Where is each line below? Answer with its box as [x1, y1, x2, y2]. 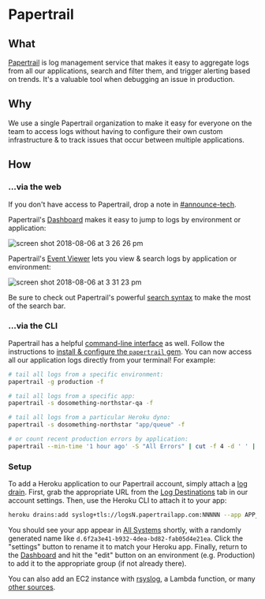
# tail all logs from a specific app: [8, 392, 136, 400]
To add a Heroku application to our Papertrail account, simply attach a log [8, 479, 248, 489]
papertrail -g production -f [8, 378, 104, 385]
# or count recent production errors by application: [8, 435, 189, 443]
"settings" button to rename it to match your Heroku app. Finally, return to [8, 541, 248, 551]
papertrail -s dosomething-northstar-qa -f [8, 400, 154, 407]
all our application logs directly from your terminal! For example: [8, 355, 216, 364]
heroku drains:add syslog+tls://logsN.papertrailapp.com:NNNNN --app [8, 511, 242, 519]
